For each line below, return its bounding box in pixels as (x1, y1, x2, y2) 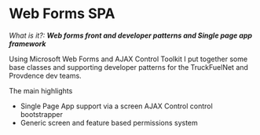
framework (9, 38, 46, 48)
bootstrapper (20, 109, 64, 119)
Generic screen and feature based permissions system (20, 118, 199, 127)
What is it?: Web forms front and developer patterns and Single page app (9, 31, 253, 40)
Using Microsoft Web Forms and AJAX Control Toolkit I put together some (9, 54, 248, 64)
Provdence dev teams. (9, 71, 82, 80)
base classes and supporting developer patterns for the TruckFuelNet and (9, 62, 248, 71)
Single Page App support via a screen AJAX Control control (20, 101, 213, 111)
